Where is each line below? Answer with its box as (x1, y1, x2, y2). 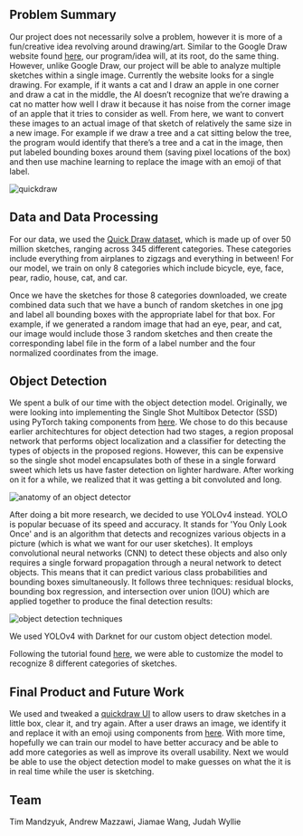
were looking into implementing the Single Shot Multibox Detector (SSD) (9, 407, 279, 418)
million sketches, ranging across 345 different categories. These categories (9, 243, 292, 254)
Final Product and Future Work (9, 684, 185, 699)
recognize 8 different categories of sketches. (9, 658, 178, 669)
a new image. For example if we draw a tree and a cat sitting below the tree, (9, 127, 292, 138)
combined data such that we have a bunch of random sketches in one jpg (9, 299, 283, 310)
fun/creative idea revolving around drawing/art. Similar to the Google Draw (9, 41, 288, 52)
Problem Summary (9, 7, 117, 23)
